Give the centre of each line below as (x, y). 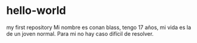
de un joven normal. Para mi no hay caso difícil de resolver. (80, 33)
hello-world (36, 11)
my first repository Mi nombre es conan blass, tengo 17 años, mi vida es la (99, 27)
